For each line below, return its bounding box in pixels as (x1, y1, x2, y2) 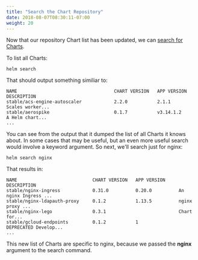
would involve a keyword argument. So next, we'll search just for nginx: (6, 143, 183, 150)
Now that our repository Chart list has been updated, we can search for (6, 37, 184, 44)
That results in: (6, 166, 43, 173)
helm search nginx (6, 155, 52, 161)
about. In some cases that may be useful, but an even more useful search (6, 137, 188, 144)
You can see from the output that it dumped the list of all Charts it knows (6, 131, 187, 138)
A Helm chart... (6, 115, 47, 121)
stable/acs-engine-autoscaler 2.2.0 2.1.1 (6, 99, 171, 105)
